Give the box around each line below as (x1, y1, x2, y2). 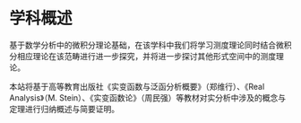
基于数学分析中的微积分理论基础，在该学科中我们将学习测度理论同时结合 (9, 40, 276, 50)
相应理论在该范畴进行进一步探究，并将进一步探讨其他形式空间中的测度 (16, 50, 276, 61)
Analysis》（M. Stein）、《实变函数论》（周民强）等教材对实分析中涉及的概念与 (9, 92, 287, 103)
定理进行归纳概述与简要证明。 (9, 103, 119, 114)
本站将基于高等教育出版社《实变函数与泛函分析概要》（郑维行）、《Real (9, 81, 265, 92)
